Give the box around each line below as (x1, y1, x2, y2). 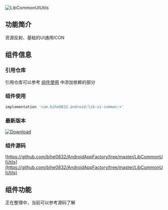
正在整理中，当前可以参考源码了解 (5, 200, 75, 206)
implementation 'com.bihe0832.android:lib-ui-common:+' (5, 104, 124, 109)
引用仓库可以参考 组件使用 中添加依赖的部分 (5, 79, 95, 85)
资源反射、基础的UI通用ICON (5, 34, 65, 40)
